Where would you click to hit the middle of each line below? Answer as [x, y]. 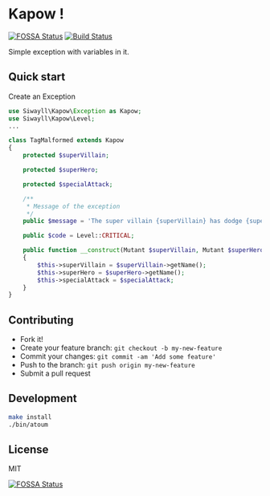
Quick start [37, 77]
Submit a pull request [55, 373]
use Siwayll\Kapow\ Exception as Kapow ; [75, 111]
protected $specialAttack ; [68, 184]
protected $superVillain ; [66, 156]
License [29, 450]
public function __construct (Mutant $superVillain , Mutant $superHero [143, 250]
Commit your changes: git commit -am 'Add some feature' [118, 356]
